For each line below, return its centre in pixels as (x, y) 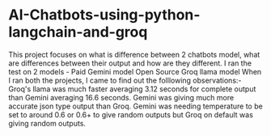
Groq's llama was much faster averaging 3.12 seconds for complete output (132, 89)
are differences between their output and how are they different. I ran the (130, 63)
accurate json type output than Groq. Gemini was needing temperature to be (135, 106)
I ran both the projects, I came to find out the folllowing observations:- (125, 80)
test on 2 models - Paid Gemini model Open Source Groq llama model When (135, 71)
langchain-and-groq (78, 32)
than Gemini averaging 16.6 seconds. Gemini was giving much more (121, 97)
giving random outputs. (47, 123)
